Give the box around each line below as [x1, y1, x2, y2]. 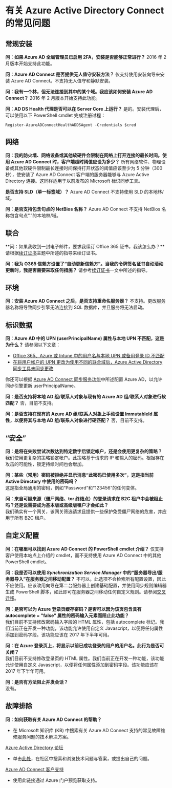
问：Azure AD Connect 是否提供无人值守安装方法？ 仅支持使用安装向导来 [5, 71, 160, 77]
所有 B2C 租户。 [14, 515, 49, 521]
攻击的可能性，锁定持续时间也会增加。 [5, 461, 86, 467]
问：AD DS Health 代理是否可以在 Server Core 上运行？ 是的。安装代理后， [5, 106, 164, 112]
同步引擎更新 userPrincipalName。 [5, 382, 78, 389]
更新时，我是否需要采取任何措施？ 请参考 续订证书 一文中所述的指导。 [5, 267, 150, 273]
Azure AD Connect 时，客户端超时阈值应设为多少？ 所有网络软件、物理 [11, 158, 161, 164]
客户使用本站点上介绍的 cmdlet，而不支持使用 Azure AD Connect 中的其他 [5, 552, 162, 558]
